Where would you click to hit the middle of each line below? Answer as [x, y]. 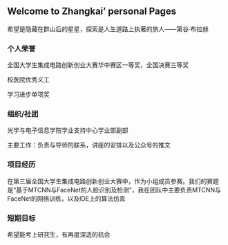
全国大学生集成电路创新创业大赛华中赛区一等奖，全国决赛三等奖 [98, 65]
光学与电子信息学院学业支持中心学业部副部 [68, 130]
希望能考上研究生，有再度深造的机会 [59, 234]
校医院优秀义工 [28, 80]
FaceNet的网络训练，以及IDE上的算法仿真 [66, 198]
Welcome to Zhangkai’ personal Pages [92, 11]
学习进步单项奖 [28, 94]
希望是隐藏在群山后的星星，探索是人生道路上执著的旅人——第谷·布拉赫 [108, 29]
